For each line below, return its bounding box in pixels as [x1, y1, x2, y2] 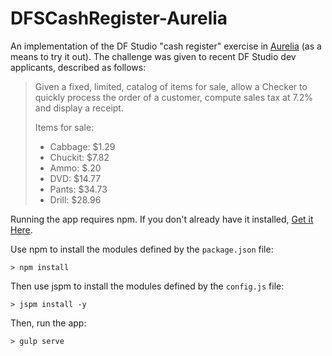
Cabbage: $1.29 [49, 140, 116, 152]
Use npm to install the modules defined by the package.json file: [10, 243, 274, 255]
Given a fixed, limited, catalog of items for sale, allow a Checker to [34, 80, 308, 92]
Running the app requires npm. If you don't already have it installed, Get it [10, 213, 314, 225]
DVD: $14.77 [49, 172, 102, 184]
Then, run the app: [10, 317, 87, 329]
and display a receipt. [34, 102, 124, 114]
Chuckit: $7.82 [49, 151, 110, 163]
